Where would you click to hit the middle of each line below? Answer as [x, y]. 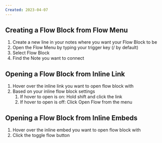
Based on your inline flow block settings [54, 91]
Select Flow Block [31, 53]
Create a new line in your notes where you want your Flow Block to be [85, 42]
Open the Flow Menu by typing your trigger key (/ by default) [75, 48]
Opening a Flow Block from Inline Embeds [71, 118]
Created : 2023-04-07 [27, 10]
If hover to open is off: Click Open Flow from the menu [76, 102]
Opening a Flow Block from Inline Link [65, 74]
